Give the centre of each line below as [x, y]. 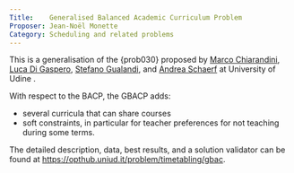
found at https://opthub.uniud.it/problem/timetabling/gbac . [117, 160]
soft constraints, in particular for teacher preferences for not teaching [151, 123]
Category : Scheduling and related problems [92, 34]
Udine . [22, 79]
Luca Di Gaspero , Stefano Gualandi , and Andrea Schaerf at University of [143, 69]
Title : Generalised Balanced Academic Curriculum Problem [126, 17]
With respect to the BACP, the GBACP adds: [90, 96]
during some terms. [59, 133]
